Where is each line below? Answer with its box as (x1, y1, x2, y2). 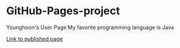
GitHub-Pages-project (6, 4, 120, 18)
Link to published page (6, 35, 63, 42)
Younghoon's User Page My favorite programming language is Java (6, 24, 175, 31)
